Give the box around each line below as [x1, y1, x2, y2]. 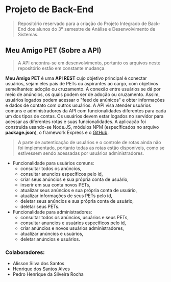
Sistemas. [17, 31, 39, 37]
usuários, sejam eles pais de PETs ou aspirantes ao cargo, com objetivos [5, 80, 158, 86]
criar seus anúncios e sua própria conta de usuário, [20, 176, 129, 182]
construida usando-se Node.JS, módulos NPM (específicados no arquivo [5, 124, 159, 130]
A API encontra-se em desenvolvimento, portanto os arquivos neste [17, 60, 161, 66]
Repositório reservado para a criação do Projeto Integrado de [17, 20, 147, 27]
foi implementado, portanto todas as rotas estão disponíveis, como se [17, 145, 165, 151]
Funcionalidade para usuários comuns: [12, 160, 94, 166]
